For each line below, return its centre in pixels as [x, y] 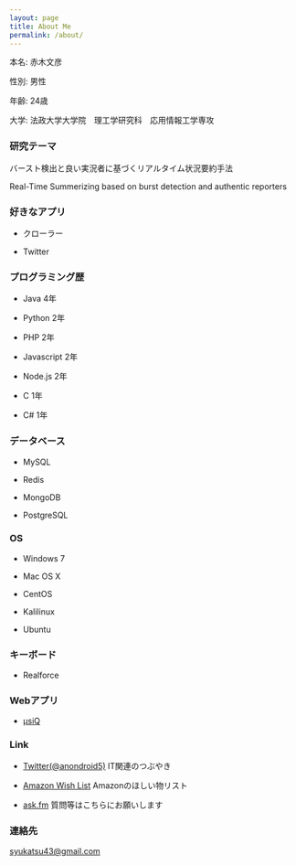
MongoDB [42, 497]
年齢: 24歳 [29, 101]
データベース [37, 442]
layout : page [34, 18]
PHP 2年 [38, 337]
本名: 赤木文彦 [36, 62]
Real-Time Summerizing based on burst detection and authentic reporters [148, 186]
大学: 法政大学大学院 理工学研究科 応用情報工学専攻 [112, 121]
